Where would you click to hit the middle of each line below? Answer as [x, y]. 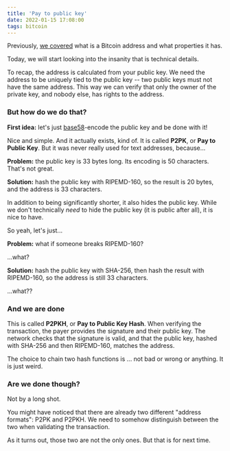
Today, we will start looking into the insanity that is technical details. [103, 59]
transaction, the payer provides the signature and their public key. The [106, 331]
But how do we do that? [47, 112]
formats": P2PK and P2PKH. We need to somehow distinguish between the [113, 419]
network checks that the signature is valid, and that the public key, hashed [112, 338]
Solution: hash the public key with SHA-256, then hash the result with [106, 270]
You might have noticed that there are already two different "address [104, 412]
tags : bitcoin [27, 26]
